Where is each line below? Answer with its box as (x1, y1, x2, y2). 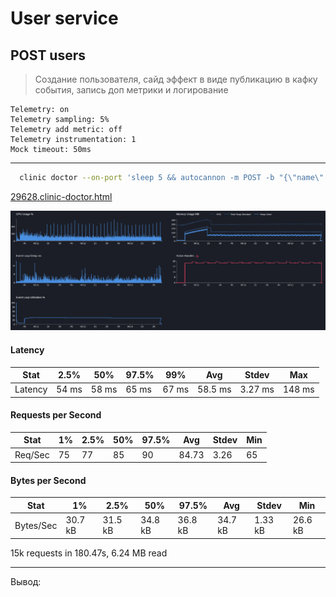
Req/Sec (14, 448, 50, 461)
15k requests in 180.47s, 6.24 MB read (10, 547, 168, 559)
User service (10, 7, 119, 30)
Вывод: (10, 575, 42, 587)
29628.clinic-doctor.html (10, 190, 113, 202)
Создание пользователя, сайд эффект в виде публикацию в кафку (34, 73, 318, 85)
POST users (10, 47, 87, 64)
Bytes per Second (10, 474, 87, 486)
